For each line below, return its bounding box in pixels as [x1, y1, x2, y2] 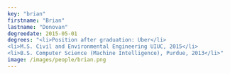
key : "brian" [7, 10, 46, 18]
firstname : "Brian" [7, 17, 65, 24]
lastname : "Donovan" [7, 23, 69, 30]
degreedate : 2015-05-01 [7, 30, 78, 37]
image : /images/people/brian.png [7, 56, 106, 63]
